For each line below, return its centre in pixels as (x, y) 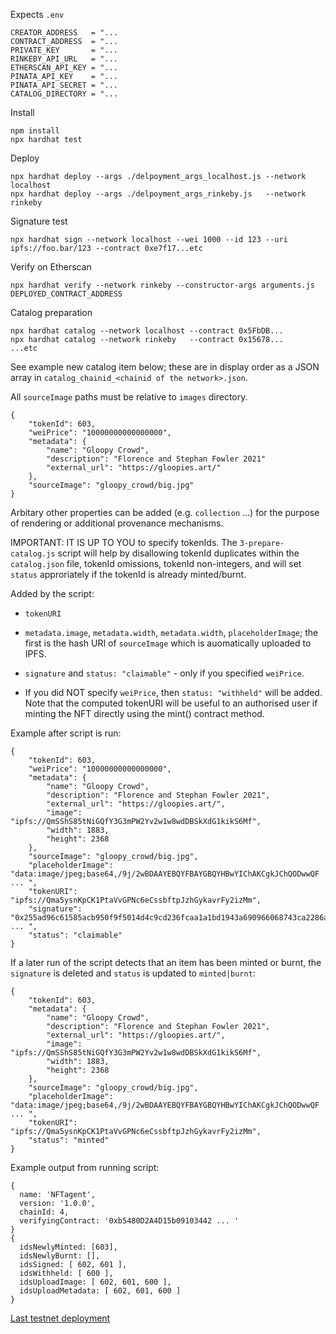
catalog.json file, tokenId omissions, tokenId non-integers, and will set (156, 563)
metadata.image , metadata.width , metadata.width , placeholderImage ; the (171, 632)
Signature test (39, 221)
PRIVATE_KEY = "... (64, 50)
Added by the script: (52, 593)
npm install (35, 131)
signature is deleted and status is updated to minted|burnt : (133, 973)
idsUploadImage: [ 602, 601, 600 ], (95, 1282)
